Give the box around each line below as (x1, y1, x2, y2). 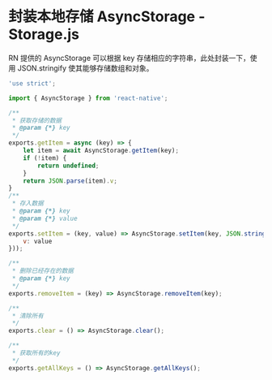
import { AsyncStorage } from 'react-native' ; (8, 94, 168, 102)
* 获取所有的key (11, 349, 61, 357)
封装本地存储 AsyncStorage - (8, 7, 206, 26)
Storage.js (8, 25, 79, 44)
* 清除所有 (11, 312, 45, 320)
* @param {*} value (11, 214, 79, 222)
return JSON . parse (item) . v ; (23, 176, 117, 185)
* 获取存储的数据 (11, 116, 62, 124)
